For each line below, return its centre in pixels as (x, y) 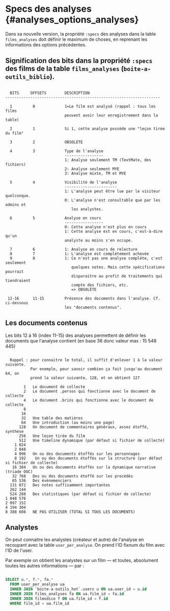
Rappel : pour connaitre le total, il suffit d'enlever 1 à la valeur (86, 360)
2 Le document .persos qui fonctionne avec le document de (90, 391)
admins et (16, 205)
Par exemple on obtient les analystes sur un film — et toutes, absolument (82, 560)
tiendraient (18, 280)
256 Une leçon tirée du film (52, 436)
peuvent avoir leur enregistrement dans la (111, 115)
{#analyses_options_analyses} (72, 20)
